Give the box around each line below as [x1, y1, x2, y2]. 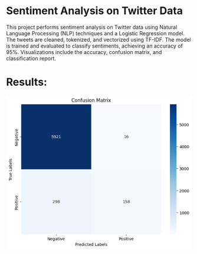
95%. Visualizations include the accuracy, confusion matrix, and [6, 48, 162, 55]
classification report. [6, 55, 56, 62]
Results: [6, 75, 47, 89]
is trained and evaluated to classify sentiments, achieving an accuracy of [6, 42, 183, 49]
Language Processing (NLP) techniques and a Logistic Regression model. [6, 29, 185, 36]
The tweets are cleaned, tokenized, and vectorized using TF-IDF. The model [6, 36, 191, 43]
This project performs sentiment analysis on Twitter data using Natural [6, 24, 178, 31]
